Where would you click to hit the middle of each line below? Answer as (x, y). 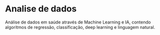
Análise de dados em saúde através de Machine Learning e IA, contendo (78, 22)
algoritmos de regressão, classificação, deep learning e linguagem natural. (80, 27)
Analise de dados (41, 9)
